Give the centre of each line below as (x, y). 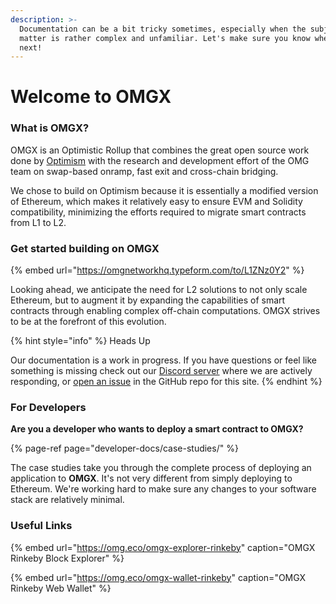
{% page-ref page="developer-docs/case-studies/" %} (124, 448)
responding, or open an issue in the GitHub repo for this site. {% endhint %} (166, 382)
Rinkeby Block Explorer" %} (67, 558)
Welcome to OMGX (91, 97)
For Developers (48, 407)
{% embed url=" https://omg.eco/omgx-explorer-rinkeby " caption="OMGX (163, 547)
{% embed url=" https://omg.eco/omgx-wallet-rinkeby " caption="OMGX (158, 577)
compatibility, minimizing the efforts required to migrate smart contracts (158, 212)
